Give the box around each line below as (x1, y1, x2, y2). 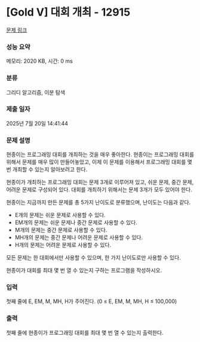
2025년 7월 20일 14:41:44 (6, 120, 69, 127)
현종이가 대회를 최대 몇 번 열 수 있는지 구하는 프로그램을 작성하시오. (6, 267, 162, 274)
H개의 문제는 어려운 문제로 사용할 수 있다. (14, 242, 112, 249)
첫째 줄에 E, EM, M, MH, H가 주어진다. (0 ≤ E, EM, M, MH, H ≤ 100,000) (6, 298, 177, 305)
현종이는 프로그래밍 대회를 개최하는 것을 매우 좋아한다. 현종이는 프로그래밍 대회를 (6, 151, 195, 158)
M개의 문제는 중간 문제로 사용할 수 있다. (14, 227, 107, 234)
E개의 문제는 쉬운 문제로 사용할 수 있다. (14, 212, 106, 219)
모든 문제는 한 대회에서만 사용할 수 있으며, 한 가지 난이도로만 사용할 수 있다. (6, 254, 181, 261)
